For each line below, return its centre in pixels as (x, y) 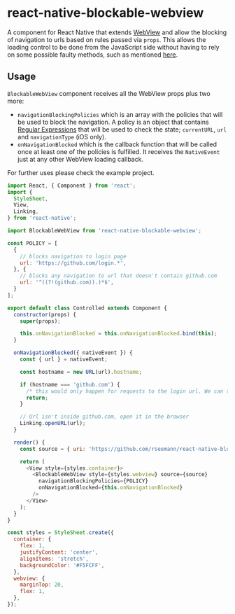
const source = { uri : (53, 449)
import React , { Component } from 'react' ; (72, 186)
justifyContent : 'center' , (59, 552)
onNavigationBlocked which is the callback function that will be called (117, 144)
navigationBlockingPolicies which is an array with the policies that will (120, 114)
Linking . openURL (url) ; (53, 424)
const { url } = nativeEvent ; (64, 359)
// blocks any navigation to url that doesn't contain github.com (119, 276)
